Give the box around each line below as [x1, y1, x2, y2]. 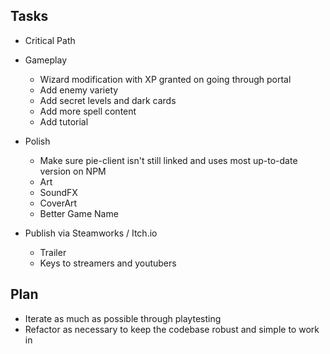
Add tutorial [39, 115, 89, 128]
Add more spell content [39, 105, 137, 117]
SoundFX [39, 186, 78, 198]
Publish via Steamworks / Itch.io [24, 227, 158, 239]
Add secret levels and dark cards [39, 94, 177, 106]
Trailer [39, 246, 67, 258]
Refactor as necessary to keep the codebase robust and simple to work [24, 323, 320, 335]
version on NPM [39, 165, 107, 177]
